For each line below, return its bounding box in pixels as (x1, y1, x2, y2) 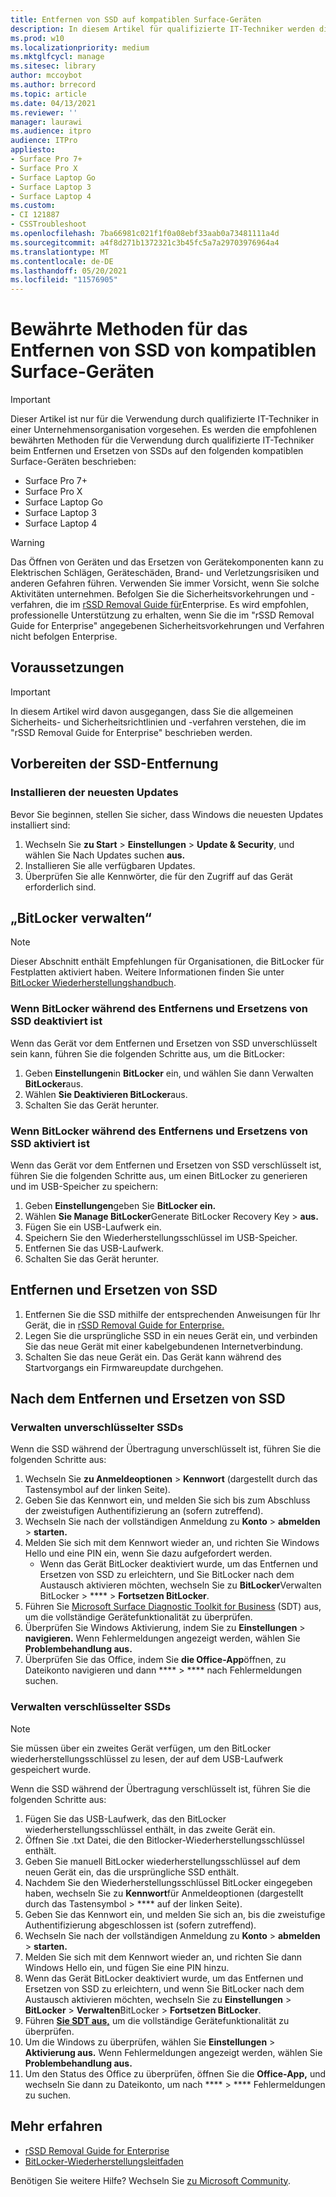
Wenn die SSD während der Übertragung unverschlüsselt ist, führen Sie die (10, 1443, 322, 1455)
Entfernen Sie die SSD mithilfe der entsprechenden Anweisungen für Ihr (24, 1308, 321, 1320)
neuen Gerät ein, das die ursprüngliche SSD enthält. (24, 1866, 240, 1878)
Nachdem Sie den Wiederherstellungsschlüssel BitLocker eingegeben (24, 1876, 313, 1888)
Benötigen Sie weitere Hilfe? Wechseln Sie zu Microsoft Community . (10, 2174, 291, 2186)
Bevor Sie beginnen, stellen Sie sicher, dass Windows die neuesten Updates (10, 808, 324, 820)
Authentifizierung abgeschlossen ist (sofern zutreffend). (24, 1919, 257, 1931)
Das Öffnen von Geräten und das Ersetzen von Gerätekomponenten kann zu (10, 556, 324, 568)
